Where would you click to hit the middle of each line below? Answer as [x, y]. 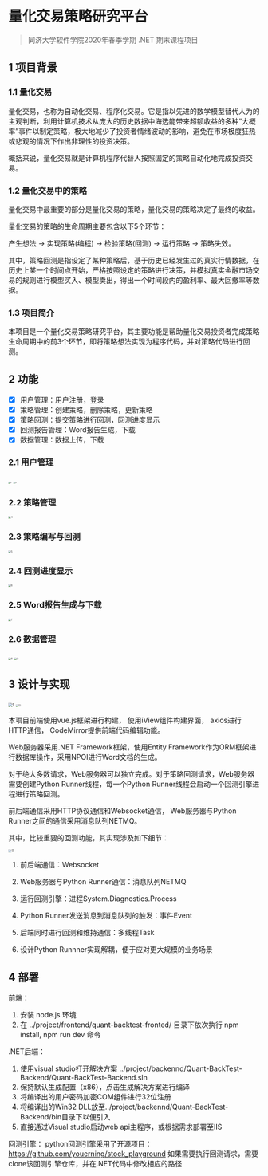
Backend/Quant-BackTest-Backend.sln [83, 1078]
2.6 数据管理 [32, 639]
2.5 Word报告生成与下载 [55, 605]
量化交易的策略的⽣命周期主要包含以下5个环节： [87, 226]
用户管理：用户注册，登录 [62, 400]
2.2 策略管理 [32, 502]
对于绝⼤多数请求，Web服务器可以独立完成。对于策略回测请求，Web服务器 [132, 774]
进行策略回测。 [39, 794]
